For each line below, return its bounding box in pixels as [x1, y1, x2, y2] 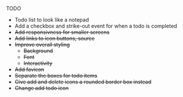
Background [23, 47, 54, 54]
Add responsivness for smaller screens [14, 29, 110, 36]
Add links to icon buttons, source [14, 35, 95, 41]
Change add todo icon [14, 85, 69, 91]
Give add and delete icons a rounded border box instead [14, 78, 152, 85]
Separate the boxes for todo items [14, 72, 98, 79]
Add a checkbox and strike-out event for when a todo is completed [14, 23, 178, 29]
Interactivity [23, 60, 53, 67]
